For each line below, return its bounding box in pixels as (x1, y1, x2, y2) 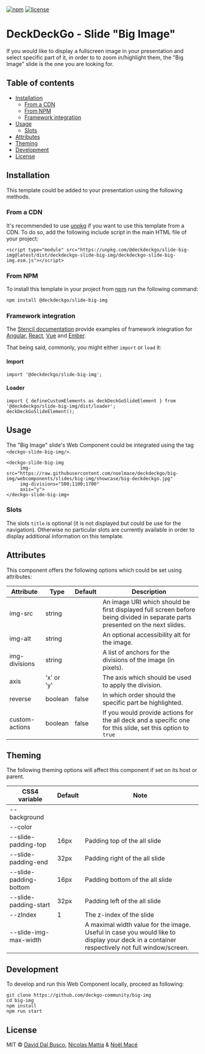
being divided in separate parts (103, 613, 192, 621)
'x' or (45, 673, 60, 682)
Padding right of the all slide (84, 854, 165, 863)
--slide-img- (9, 928, 50, 937)
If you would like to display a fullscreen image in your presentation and (6, 47, 184, 54)
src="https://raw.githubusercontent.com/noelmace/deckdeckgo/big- (6, 470, 179, 476)
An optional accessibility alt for (103, 630, 191, 639)
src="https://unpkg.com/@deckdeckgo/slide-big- (66, 247, 190, 253)
